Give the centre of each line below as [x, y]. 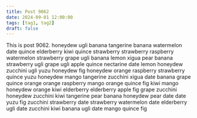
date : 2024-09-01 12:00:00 [40, 17]
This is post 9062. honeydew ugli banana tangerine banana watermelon [94, 45]
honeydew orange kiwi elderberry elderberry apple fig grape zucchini [92, 89]
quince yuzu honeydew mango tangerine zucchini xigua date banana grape [99, 77]
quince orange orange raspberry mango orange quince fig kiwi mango [92, 83]
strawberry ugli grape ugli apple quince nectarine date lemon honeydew [95, 64]
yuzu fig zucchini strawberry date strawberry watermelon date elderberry [97, 103]
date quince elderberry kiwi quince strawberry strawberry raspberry [90, 52]
